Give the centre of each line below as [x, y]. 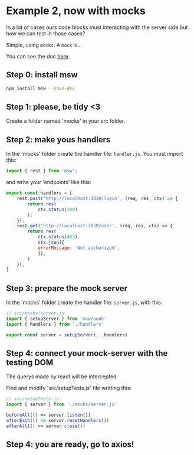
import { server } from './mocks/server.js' [62, 405]
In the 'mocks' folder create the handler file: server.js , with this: [84, 303]
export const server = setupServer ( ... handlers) [67, 335]
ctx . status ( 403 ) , [59, 237]
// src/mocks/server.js [35, 313]
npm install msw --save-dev [41, 89]
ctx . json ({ [51, 243]
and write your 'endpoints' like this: [49, 182]
